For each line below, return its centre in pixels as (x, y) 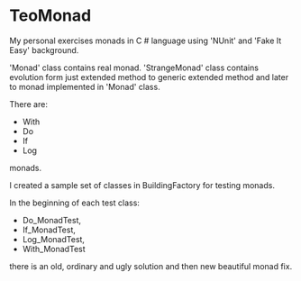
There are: (28, 104)
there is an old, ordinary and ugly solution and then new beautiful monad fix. (151, 266)
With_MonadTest (54, 249)
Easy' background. (44, 50)
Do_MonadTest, (52, 220)
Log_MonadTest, (54, 239)
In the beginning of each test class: (74, 203)
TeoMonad (50, 16)
